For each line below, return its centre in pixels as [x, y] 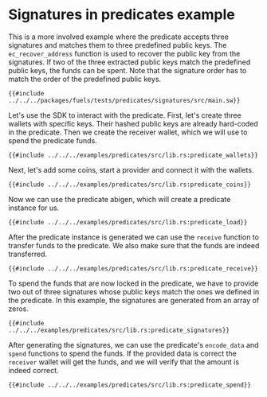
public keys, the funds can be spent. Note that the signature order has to [128, 70]
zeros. [19, 309]
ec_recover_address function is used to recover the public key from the [124, 53]
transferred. [28, 254]
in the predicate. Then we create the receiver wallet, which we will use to [128, 132]
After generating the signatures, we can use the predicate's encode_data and [133, 344]
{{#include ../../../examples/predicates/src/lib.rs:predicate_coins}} [130, 185]
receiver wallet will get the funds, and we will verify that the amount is [124, 362]
